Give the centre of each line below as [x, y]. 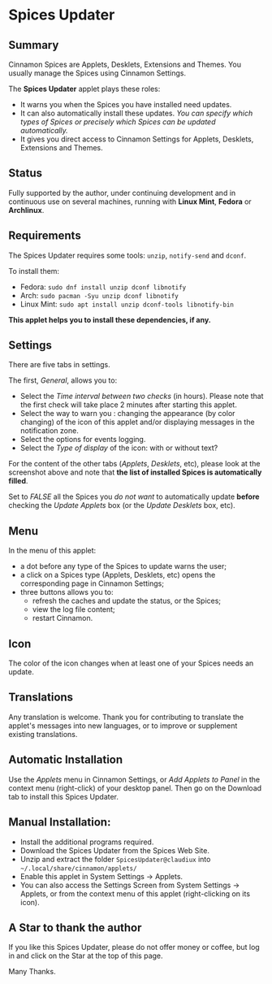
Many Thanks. [32, 972]
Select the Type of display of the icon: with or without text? [119, 448]
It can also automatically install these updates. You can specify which [136, 113]
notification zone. [49, 431]
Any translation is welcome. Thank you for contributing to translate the [126, 717]
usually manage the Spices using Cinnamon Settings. [97, 73]
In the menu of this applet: [52, 551]
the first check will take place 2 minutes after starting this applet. [128, 405]
